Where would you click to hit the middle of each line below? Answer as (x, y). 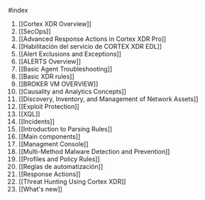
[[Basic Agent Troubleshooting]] (65, 69)
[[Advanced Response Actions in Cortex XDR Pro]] (92, 39)
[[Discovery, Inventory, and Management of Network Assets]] (108, 99)
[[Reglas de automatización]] (61, 166)
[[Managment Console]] (53, 144)
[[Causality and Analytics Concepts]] (72, 92)
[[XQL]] (29, 114)
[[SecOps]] (35, 31)
